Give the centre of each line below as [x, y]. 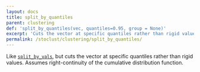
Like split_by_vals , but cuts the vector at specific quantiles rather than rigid [100, 56]
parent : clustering [30, 23]
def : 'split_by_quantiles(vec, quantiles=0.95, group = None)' [86, 28]
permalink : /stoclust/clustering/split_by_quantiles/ [74, 39]
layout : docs [22, 12]
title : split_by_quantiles [40, 17]
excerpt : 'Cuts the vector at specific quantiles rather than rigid [93, 34]
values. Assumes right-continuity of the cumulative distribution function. [95, 62]
